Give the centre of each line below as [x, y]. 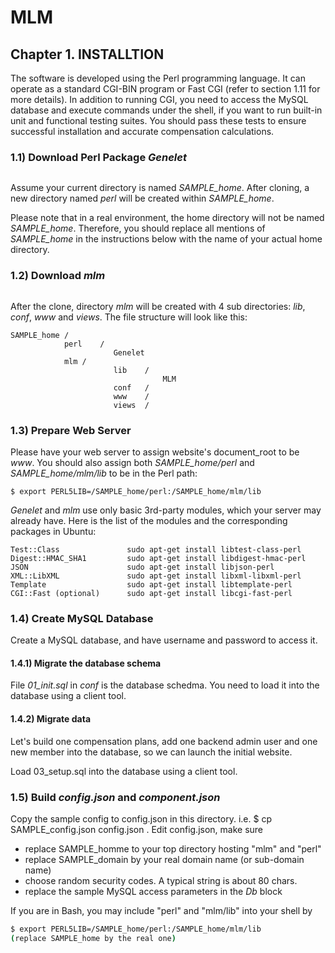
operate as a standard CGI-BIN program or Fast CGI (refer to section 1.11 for [165, 89]
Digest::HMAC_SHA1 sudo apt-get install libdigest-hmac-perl [158, 558]
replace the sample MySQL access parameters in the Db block [153, 891]
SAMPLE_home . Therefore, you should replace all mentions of [138, 228]
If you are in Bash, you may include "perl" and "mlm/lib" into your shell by [161, 910]
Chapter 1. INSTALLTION [87, 54]
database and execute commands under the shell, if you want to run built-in [166, 110]
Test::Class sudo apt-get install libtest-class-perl [156, 549]
